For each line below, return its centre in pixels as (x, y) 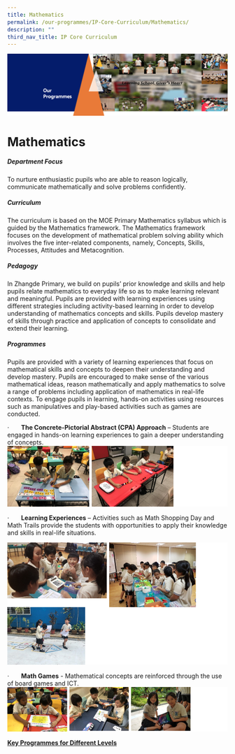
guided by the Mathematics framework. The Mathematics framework (106, 228)
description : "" (31, 29)
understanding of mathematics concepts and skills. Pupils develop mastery (115, 313)
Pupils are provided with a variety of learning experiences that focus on (110, 362)
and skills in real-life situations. (52, 533)
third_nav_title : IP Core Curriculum (62, 37)
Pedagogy (23, 266)
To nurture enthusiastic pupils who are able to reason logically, (98, 179)
